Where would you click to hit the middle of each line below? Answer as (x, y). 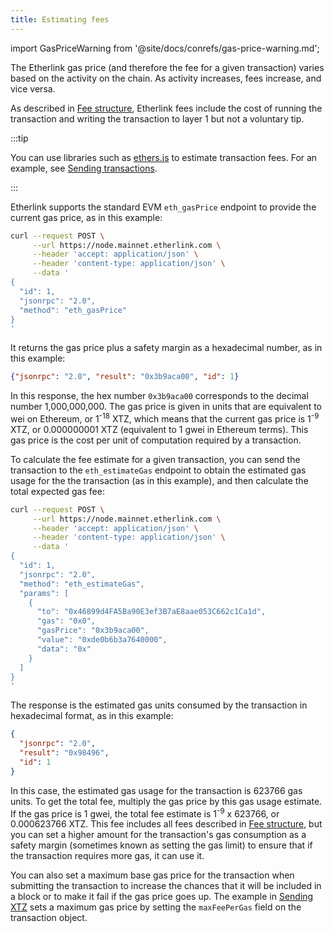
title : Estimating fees (60, 19)
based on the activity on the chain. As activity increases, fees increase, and (166, 78)
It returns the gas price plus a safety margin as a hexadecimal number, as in (166, 348)
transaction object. (49, 918)
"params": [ (44, 593)
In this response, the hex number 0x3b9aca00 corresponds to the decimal (159, 396)
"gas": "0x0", (66, 621)
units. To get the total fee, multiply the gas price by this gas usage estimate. (166, 801)
